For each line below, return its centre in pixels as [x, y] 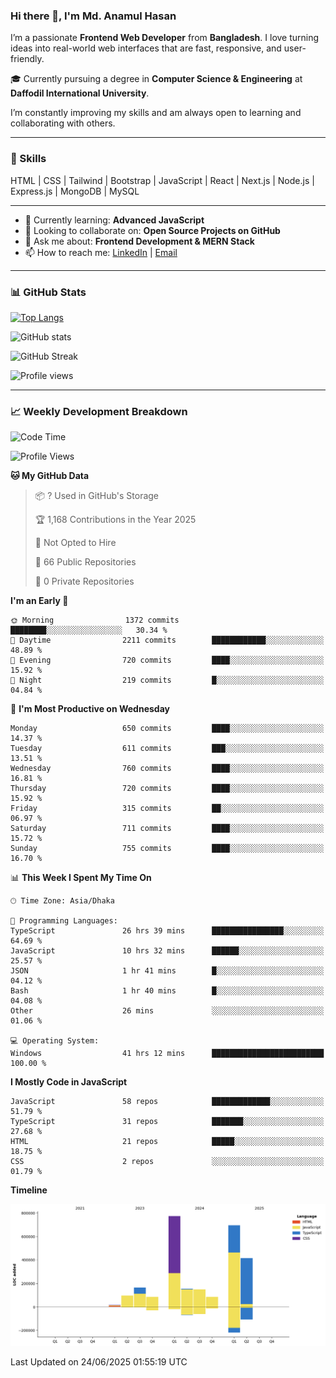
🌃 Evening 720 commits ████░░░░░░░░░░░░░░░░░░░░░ [167, 660]
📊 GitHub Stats [48, 292]
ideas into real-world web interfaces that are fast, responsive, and [146, 48]
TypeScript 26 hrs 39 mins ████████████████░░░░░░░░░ [167, 931]
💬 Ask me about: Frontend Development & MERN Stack [139, 241]
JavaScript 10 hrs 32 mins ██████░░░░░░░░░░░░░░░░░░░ [167, 951]
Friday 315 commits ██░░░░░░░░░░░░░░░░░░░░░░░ [167, 809]
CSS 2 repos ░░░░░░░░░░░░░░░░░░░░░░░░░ [167, 1162]
